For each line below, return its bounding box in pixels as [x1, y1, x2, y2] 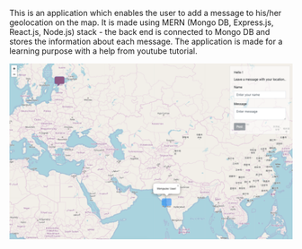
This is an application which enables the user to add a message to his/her [9, 8, 282, 18]
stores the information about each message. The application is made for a [9, 36, 283, 47]
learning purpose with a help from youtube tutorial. [9, 46, 198, 56]
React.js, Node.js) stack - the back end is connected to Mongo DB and [9, 27, 271, 37]
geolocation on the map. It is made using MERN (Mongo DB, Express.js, [9, 17, 274, 28]
